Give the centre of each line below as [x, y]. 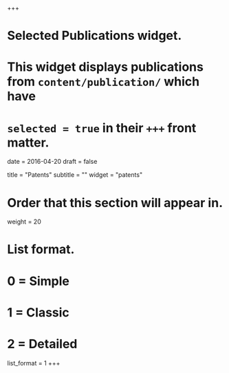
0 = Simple [39, 281]
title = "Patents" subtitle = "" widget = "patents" [75, 175]
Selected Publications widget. [95, 36]
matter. [28, 142]
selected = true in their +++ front [102, 128]
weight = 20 [24, 222]
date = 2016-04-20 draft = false [52, 162]
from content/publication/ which [103, 82]
